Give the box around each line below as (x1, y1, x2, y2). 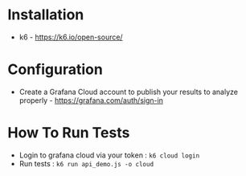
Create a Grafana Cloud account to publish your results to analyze (18, 87, 239, 96)
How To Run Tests (7, 124, 130, 142)
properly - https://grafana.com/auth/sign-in (18, 95, 164, 105)
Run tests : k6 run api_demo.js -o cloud (18, 158, 154, 168)
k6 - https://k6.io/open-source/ (18, 32, 123, 42)
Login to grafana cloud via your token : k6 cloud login (18, 150, 200, 160)
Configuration (7, 60, 104, 79)
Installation (7, 6, 84, 24)
